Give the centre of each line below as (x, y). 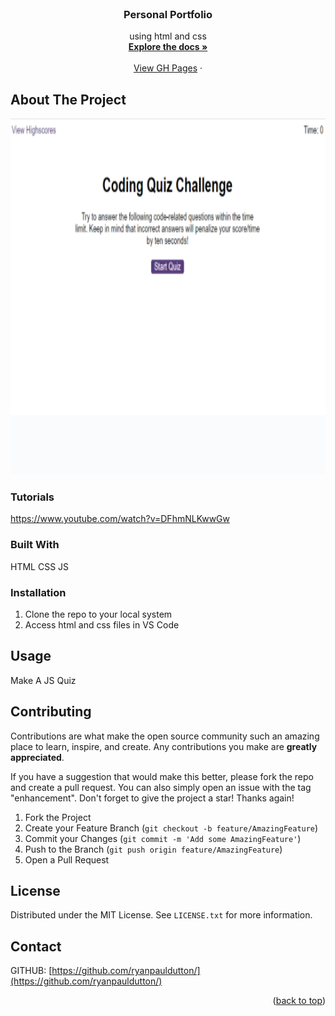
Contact (36, 946)
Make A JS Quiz (43, 680)
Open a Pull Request (67, 859)
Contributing (51, 712)
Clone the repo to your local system (98, 614)
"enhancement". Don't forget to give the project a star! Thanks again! (152, 798)
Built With (35, 545)
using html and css (168, 36)
